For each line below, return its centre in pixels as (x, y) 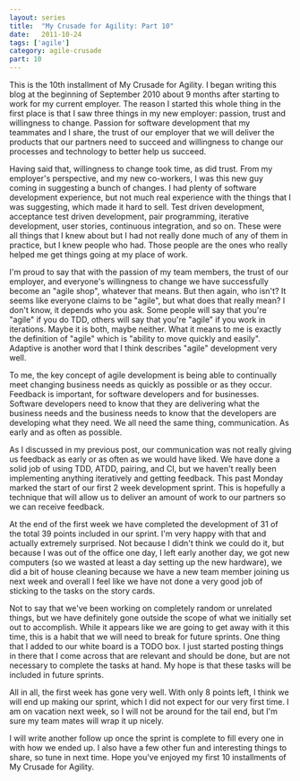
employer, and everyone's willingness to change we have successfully (139, 282)
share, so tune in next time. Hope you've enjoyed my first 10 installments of (148, 757)
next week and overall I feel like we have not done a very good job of (136, 581)
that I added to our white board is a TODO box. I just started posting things (146, 646)
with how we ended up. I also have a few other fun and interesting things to (148, 748)
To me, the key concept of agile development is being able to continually (143, 375)
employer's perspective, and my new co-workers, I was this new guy (137, 178)
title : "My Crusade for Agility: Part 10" (92, 26)
